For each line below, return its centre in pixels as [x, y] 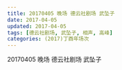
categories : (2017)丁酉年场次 [48, 39]
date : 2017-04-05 [32, 20]
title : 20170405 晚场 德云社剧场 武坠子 [61, 13]
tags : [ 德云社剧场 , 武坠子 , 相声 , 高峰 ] [60, 33]
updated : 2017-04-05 [37, 26]
